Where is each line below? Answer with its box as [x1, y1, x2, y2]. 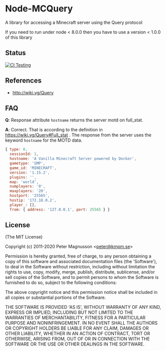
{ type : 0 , [5, 147, 28, 152]
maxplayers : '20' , [9, 188, 48, 194]
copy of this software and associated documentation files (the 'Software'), [5, 259, 158, 264]
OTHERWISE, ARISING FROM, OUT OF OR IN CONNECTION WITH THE [5, 336, 150, 342]
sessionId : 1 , [9, 152, 39, 157]
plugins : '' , [9, 175, 37, 179]
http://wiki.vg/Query [12, 89, 54, 95]
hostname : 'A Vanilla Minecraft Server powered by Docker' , [9, 156, 137, 162]
